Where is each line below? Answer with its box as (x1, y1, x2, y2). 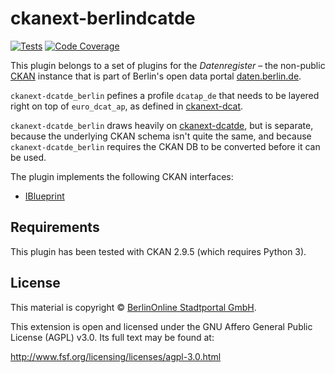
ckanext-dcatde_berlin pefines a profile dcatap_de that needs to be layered (10, 89, 320, 101)
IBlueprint (24, 190, 65, 202)
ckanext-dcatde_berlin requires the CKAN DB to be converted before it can (10, 140, 321, 152)
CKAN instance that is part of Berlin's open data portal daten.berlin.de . (10, 70, 302, 82)
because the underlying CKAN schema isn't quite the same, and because (10, 130, 312, 142)
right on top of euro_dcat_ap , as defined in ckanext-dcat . (10, 100, 244, 112)
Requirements (10, 219, 100, 236)
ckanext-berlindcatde (10, 7, 196, 30)
